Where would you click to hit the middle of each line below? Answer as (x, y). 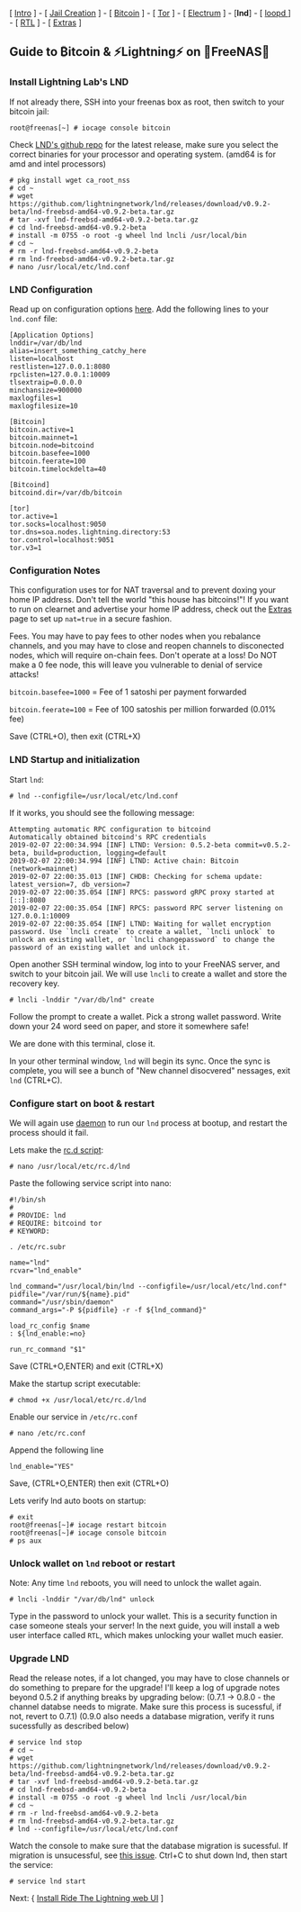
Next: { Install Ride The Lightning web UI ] (87, 1898)
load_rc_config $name (50, 1326)
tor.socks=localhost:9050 (58, 524)
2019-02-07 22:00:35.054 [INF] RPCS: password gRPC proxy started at (142, 892)
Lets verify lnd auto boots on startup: (78, 1500)
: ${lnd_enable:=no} (48, 1333)
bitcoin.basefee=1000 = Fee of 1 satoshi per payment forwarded (128, 692)
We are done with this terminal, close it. (82, 1043)
